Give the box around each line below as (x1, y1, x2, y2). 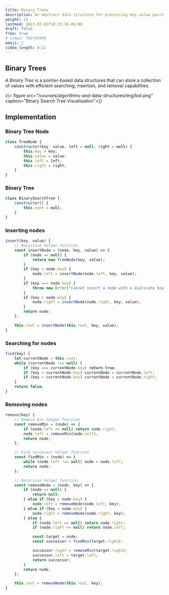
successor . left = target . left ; (32, 552, 99, 558)
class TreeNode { (5, 139, 42, 145)
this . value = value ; (23, 153, 67, 159)
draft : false (5, 26, 33, 31)
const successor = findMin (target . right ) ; (32, 539, 123, 544)
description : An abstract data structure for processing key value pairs (5, 12, 164, 17)
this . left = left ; (23, 158, 62, 163)
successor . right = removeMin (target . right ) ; (32, 548, 128, 553)
